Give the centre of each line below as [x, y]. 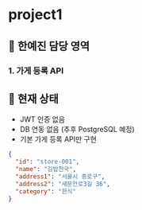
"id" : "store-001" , [48, 162]
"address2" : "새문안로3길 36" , [63, 184]
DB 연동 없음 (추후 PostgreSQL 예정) [77, 130]
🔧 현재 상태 [34, 98]
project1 [35, 15]
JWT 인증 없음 [42, 119]
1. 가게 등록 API [36, 71]
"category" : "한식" [46, 191]
